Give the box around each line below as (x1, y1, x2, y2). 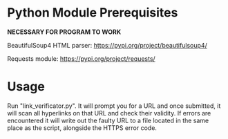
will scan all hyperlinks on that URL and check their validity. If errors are (7, 109, 211, 117)
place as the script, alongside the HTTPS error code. (7, 123, 158, 132)
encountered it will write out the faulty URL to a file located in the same (7, 116, 209, 124)
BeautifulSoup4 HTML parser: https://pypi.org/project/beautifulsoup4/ (7, 41, 207, 49)
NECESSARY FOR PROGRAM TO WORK (7, 28, 122, 36)
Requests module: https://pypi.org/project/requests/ (7, 54, 155, 63)
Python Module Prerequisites (7, 5, 178, 21)
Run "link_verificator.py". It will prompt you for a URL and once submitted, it (7, 102, 221, 110)
